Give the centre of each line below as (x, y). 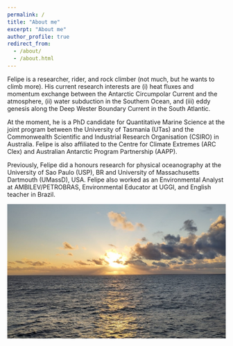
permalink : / (26, 15)
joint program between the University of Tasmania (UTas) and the (101, 129)
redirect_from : (29, 44)
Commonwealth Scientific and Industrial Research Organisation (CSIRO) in (113, 137)
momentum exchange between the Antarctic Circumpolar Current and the (112, 94)
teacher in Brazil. (31, 194)
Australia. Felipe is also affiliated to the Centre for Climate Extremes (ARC (112, 144)
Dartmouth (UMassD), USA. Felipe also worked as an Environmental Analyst (115, 180)
